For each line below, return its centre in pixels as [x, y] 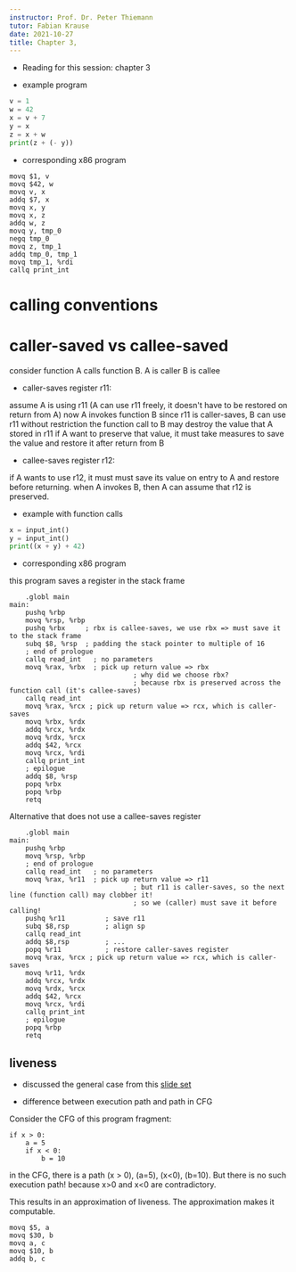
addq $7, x [29, 200]
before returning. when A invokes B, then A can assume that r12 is [130, 487]
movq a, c [28, 1243]
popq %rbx [44, 784]
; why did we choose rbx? [181, 675]
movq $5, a [29, 1228]
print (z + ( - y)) [41, 143]
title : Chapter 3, [43, 42]
